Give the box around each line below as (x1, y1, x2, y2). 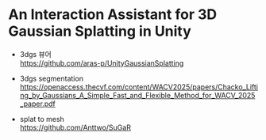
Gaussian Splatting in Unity (8, 22, 192, 40)
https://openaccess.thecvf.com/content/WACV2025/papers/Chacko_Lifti (19, 81, 258, 92)
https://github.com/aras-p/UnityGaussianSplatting (19, 58, 184, 68)
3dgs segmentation (19, 74, 83, 83)
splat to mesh (19, 114, 65, 123)
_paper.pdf (19, 99, 56, 108)
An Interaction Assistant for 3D (8, 6, 217, 24)
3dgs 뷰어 (19, 49, 52, 59)
